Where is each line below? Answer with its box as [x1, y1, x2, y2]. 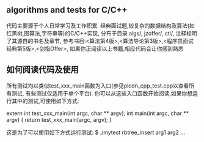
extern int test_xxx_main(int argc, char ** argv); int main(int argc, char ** [6, 110, 189, 117]
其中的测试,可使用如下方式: [11, 97, 79, 105]
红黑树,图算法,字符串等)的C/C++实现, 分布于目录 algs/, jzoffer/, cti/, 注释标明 [6, 29, 197, 37]
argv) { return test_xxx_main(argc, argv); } [6, 116, 112, 123]
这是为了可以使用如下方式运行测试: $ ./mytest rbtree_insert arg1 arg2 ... [6, 129, 185, 136]
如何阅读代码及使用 [6, 64, 79, 75]
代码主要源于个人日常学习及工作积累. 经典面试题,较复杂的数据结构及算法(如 [6, 21, 195, 29]
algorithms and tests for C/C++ [6, 5, 128, 15]
